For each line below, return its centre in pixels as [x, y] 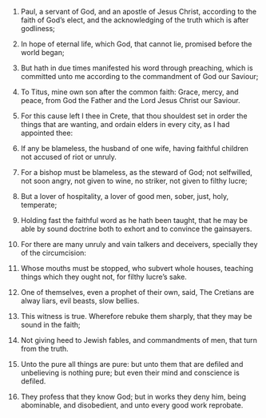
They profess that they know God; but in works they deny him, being [133, 396]
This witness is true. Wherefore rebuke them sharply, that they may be [136, 316]
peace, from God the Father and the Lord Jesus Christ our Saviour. [130, 100]
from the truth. [44, 348]
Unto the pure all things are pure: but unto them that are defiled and [132, 364]
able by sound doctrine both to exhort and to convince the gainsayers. [136, 229]
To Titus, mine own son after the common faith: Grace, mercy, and [129, 92]
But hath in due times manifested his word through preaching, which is [137, 68]
